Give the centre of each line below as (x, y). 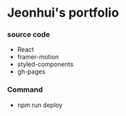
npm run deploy (40, 105)
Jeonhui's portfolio (63, 13)
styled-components (45, 65)
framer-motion (38, 57)
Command (25, 90)
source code (29, 35)
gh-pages (31, 72)
